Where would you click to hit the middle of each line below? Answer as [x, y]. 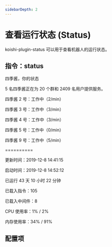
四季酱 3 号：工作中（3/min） [35, 109]
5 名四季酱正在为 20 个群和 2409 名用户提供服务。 [55, 89]
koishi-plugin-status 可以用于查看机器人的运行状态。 [57, 49]
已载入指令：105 [21, 191]
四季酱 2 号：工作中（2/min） [34, 99]
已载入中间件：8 [21, 201]
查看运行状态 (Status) [48, 35]
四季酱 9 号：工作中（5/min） [34, 140]
